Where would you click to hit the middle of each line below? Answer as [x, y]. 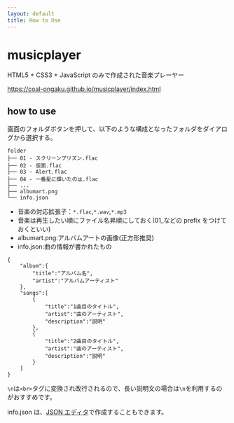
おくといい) [34, 229]
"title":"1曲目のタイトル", [82, 307]
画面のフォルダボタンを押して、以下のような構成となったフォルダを [105, 129]
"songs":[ [34, 293]
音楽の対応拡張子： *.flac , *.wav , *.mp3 [72, 211]
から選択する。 [35, 138]
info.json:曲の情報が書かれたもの [64, 247]
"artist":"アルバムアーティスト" [76, 281]
